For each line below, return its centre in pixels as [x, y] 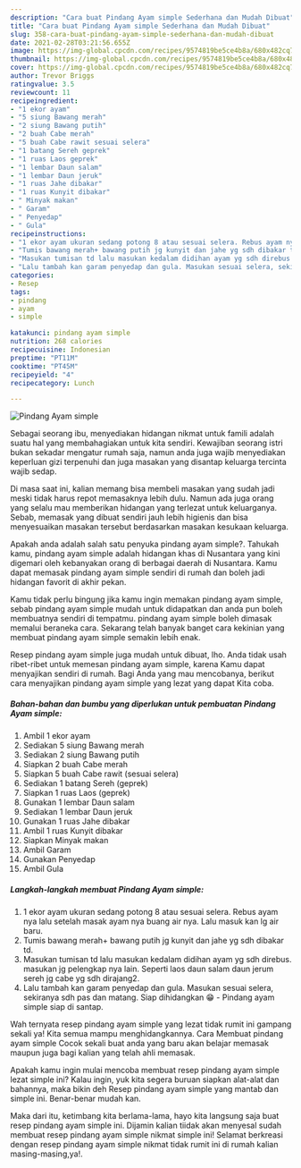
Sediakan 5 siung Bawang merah [84, 745]
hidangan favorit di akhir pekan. [68, 582]
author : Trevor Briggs [52, 76]
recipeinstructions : [49, 233]
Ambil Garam [47, 850]
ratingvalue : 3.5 [42, 84]
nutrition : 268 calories [56, 342]
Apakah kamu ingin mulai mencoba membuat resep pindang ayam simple [145, 1071]
